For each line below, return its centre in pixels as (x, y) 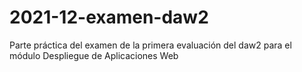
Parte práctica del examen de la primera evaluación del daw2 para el (150, 45)
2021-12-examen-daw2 (109, 17)
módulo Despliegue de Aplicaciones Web (94, 55)
